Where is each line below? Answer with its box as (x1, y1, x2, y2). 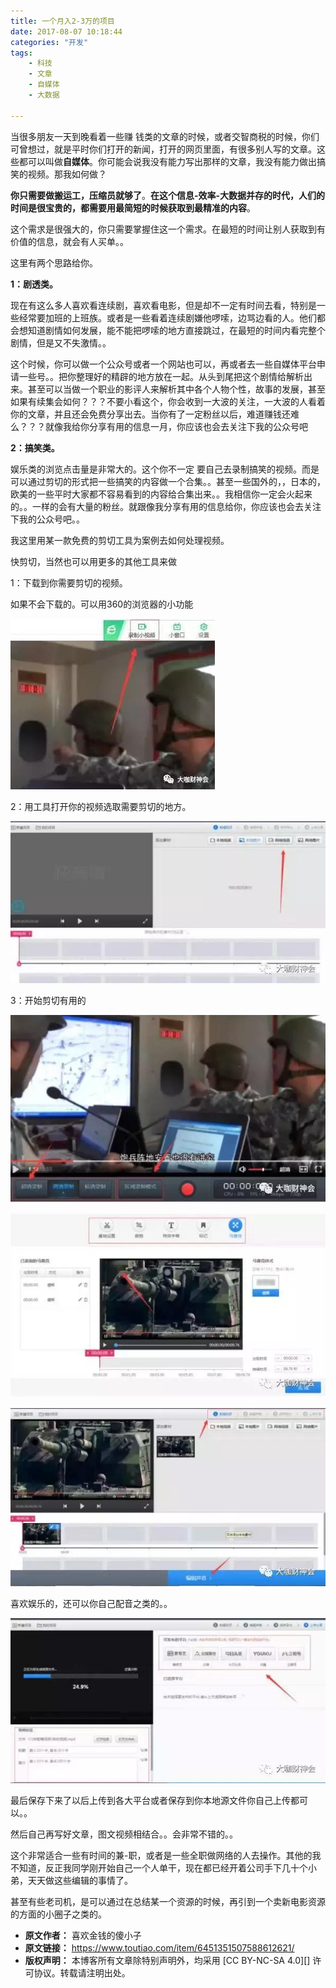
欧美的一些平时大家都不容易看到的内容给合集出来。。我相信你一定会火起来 (10, 488, 313, 500)
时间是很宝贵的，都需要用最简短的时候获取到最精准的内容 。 (10, 201, 256, 214)
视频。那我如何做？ (27, 168, 107, 180)
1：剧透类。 (10, 278, 59, 290)
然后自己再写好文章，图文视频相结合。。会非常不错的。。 (10, 1828, 238, 1840)
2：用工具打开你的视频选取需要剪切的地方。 (10, 800, 192, 812)
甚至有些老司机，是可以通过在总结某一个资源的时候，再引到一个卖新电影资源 (10, 1896, 326, 1908)
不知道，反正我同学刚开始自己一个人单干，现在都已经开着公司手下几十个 (10, 1862, 308, 1874)
